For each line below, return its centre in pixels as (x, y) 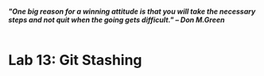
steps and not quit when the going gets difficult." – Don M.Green (116, 20)
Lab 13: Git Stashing (75, 61)
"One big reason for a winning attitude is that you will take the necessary (132, 11)
